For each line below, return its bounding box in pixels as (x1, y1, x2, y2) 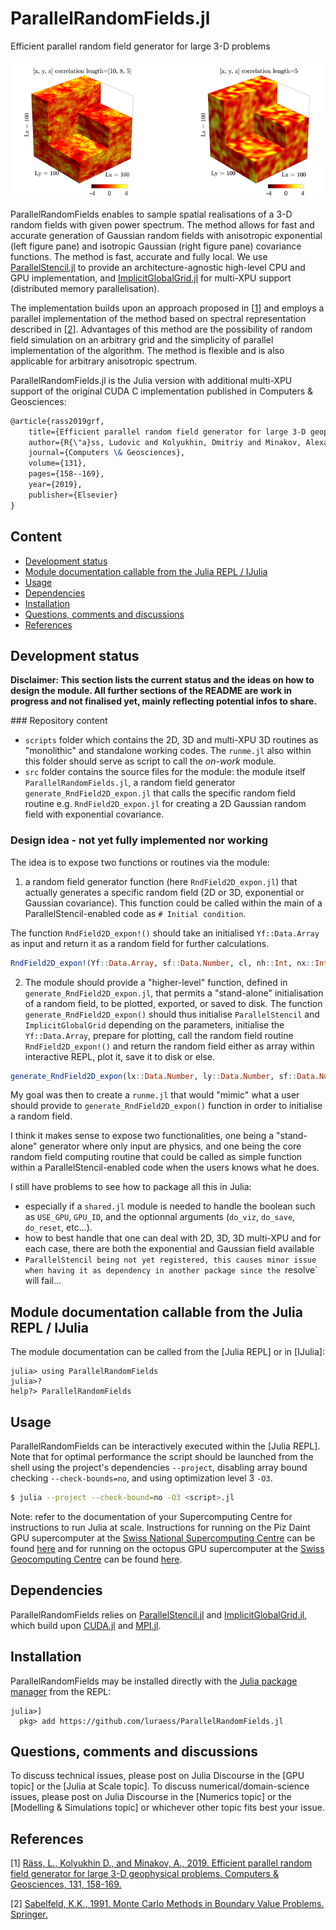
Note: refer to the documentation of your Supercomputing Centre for (10, 1510, 293, 1522)
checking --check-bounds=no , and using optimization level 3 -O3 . (10, 1472, 273, 1484)
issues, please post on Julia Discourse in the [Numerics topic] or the (10, 1791, 292, 1803)
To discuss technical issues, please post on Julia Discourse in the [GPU (10, 1770, 305, 1782)
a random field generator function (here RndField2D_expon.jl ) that (24, 875, 298, 887)
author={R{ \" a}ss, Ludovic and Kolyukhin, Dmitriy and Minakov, (28, 437, 302, 447)
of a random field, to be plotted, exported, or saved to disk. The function (24, 997, 323, 1009)
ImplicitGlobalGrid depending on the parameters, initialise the (24, 1018, 285, 1031)
